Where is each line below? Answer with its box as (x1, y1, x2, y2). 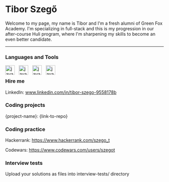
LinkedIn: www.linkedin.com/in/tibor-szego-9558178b (5, 89, 117, 95)
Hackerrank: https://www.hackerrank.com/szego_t (5, 137, 110, 143)
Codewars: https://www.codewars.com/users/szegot (5, 147, 115, 153)
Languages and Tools (5, 53, 59, 60)
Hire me (5, 78, 25, 85)
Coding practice (5, 126, 45, 133)
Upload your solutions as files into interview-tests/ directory (5, 171, 130, 177)
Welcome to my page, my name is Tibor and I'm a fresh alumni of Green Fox (5, 20, 162, 26)
